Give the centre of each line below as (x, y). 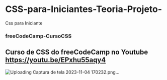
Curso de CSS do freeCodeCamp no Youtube (77, 52)
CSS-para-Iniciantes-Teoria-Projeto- (84, 9)
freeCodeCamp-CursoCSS (38, 36)
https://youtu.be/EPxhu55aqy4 (56, 60)
